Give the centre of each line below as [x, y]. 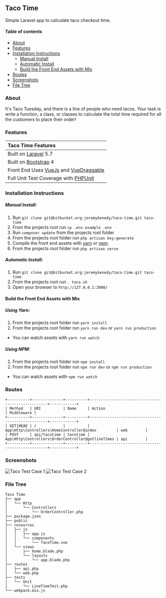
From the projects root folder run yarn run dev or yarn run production [84, 328]
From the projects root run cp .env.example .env [62, 227]
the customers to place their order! [41, 120]
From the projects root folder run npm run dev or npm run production [82, 367]
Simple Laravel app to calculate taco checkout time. [58, 20]
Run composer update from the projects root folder [63, 232]
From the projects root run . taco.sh [50, 282]
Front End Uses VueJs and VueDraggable [56, 170]
